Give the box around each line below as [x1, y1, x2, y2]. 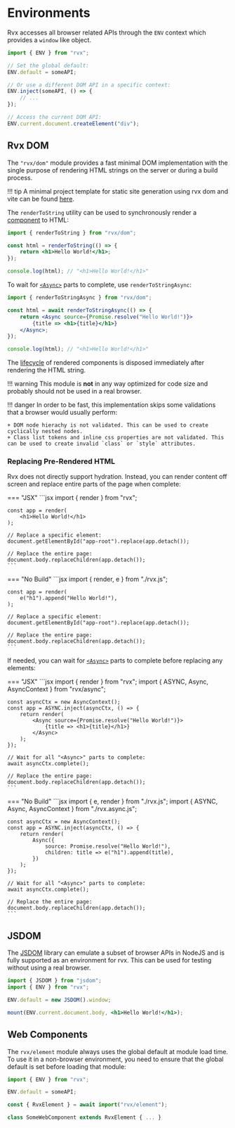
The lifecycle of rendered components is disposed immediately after [7, 358, 205, 367]
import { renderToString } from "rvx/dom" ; [7, 229, 137, 237]
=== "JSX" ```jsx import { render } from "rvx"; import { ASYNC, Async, [7, 677, 209, 686]
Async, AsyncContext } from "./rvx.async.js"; [7, 805, 137, 813]
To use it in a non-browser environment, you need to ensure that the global [7, 1055, 224, 1063]
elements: [7, 664, 36, 672]
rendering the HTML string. [7, 366, 86, 375]
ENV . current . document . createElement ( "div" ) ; [7, 120, 140, 127]
